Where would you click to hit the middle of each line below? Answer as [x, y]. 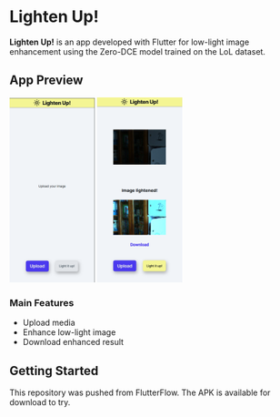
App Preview [46, 81]
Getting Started [54, 371]
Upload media [49, 323]
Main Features [42, 302]
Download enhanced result [73, 342]
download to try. [40, 402]
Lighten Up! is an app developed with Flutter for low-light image [130, 42]
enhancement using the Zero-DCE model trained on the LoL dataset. [138, 51]
